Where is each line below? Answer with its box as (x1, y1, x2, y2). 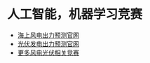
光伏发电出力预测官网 (17, 39, 79, 48)
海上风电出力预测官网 (17, 31, 79, 39)
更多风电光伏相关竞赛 (17, 48, 79, 57)
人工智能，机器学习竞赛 (7, 6, 143, 22)
